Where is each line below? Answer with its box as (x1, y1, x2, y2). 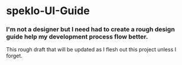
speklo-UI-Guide (6, 4, 90, 18)
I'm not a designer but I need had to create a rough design (6, 25, 175, 34)
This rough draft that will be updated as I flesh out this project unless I (6, 46, 176, 53)
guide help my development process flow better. (6, 32, 148, 41)
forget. (6, 52, 22, 60)
